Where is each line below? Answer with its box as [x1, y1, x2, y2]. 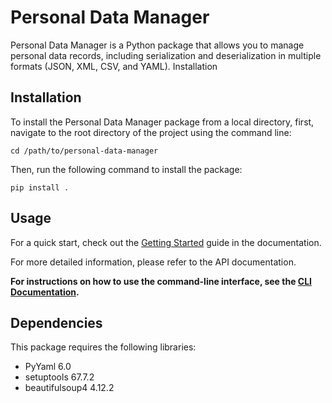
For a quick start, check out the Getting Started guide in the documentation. [10, 236, 322, 248]
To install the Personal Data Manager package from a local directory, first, [10, 116, 315, 128]
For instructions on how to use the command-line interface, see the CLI [10, 275, 313, 287]
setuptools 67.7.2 [24, 371, 95, 383]
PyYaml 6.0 [24, 361, 72, 373]
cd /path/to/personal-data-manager [10, 146, 159, 156]
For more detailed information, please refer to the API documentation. [10, 256, 297, 268]
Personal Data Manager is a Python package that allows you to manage [10, 39, 305, 51]
